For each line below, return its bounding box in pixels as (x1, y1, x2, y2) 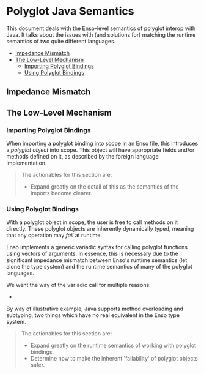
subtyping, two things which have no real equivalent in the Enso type (6, 312, 180, 319)
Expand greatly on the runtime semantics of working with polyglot (30, 342, 197, 350)
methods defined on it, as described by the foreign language (6, 153, 159, 160)
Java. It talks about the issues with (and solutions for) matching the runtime (6, 31, 196, 38)
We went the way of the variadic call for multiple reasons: (6, 282, 151, 289)
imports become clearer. (30, 190, 93, 197)
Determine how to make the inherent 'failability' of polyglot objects (30, 355, 199, 362)
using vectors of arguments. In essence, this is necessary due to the (6, 250, 178, 258)
